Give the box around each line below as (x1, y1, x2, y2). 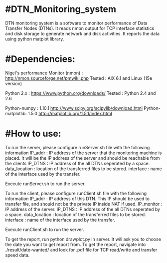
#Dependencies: (5, 53, 76, 65)
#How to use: (5, 128, 61, 139)
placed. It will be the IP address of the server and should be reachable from (5, 155, 161, 161)
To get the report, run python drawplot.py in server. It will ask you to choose (5, 236, 161, 242)
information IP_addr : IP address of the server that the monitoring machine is (5, 150, 162, 156)
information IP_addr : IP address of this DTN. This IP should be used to (5, 196, 150, 202)
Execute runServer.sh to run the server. (5, 181, 86, 187)
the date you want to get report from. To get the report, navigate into (5, 241, 146, 248)
